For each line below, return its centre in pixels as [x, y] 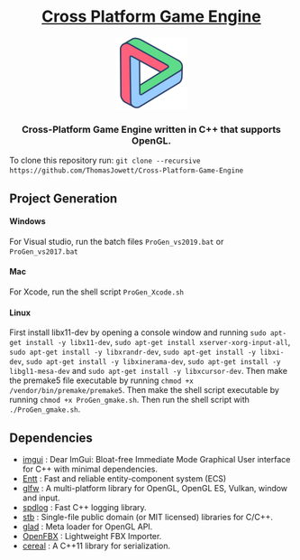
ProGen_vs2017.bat [44, 252]
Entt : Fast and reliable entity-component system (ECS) [124, 479]
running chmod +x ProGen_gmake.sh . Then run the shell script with [129, 400]
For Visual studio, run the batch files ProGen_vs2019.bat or [117, 241]
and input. [41, 498]
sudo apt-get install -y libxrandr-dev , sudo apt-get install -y [133, 352]
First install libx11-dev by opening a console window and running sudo [138, 332]
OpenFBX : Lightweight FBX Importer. [92, 537]
